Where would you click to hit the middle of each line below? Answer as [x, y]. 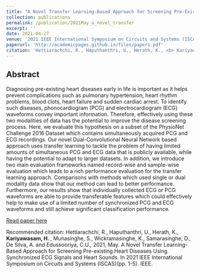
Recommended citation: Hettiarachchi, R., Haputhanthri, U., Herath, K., [92, 232]
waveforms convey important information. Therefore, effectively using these [100, 114]
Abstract [23, 75]
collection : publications [38, 17]
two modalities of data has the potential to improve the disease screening [96, 120]
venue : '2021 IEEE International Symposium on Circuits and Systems [93, 39]
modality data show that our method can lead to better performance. [90, 183]
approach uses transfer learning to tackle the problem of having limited [93, 146]
